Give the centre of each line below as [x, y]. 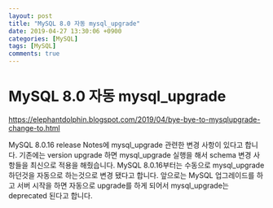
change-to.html [34, 128]
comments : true [34, 54]
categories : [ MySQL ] [44, 39]
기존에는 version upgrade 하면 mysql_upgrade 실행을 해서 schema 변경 [135, 154]
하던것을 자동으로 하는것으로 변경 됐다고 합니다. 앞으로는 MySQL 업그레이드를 [132, 175]
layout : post [31, 16]
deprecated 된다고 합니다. [51, 195]
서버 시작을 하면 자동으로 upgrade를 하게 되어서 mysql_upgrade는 [123, 185]
